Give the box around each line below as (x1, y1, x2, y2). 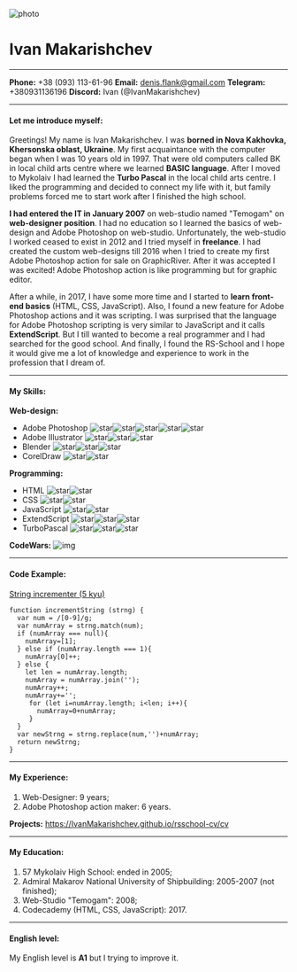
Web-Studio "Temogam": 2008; (21, 895, 138, 906)
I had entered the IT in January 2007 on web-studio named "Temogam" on (9, 208, 285, 219)
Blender (21, 441, 51, 452)
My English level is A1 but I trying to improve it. (9, 953, 179, 963)
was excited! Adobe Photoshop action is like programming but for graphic (9, 265, 278, 276)
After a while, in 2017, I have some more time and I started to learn (9, 292, 250, 302)
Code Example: (9, 568, 66, 579)
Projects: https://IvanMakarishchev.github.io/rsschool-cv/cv (9, 818, 230, 828)
